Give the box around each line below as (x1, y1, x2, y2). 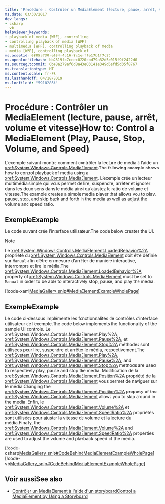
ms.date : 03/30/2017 (5, 12, 48, 17)
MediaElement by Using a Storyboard (12, 493, 88, 499)
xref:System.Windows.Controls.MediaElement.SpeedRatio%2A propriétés (5, 410, 154, 416)
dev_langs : (5, 16, 27, 21)
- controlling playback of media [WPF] (5, 39, 87, 44)
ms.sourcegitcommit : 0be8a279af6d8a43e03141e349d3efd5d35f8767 (5, 62, 137, 67)
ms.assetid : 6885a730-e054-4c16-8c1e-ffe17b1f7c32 (5, 53, 111, 58)
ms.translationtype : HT (5, 67, 54, 72)
